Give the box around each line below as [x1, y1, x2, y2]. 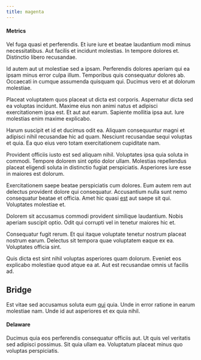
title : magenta [6, 8, 44, 15]
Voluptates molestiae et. [6, 200, 66, 208]
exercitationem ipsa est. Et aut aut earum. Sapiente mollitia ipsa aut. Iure [6, 109, 185, 116]
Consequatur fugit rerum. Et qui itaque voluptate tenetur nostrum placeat [6, 230, 187, 238]
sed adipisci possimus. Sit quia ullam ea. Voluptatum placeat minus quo [6, 340, 183, 348]
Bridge [6, 285, 32, 295]
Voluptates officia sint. [6, 243, 62, 250]
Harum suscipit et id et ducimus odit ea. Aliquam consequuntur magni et [6, 127, 185, 134]
